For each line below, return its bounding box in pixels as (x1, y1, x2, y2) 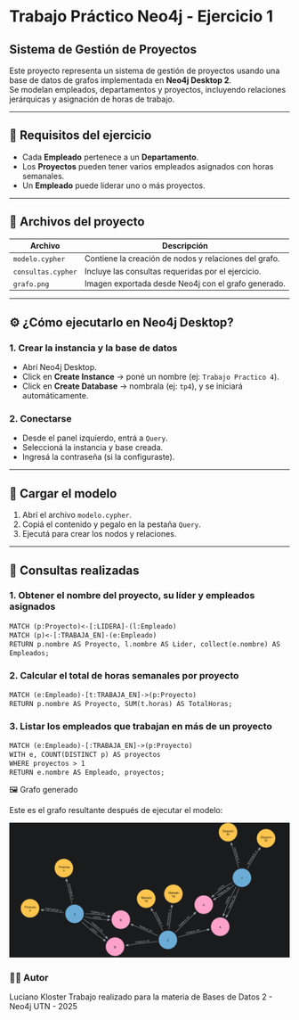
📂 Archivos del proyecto (9, 214, 145, 229)
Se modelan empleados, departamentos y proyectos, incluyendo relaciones (9, 85, 287, 95)
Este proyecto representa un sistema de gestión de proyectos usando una (9, 65, 280, 76)
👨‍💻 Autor (9, 972, 49, 984)
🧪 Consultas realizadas (9, 563, 140, 578)
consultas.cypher (12, 267, 77, 276)
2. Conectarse (9, 412, 72, 424)
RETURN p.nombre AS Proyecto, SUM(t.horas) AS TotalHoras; (9, 700, 233, 709)
